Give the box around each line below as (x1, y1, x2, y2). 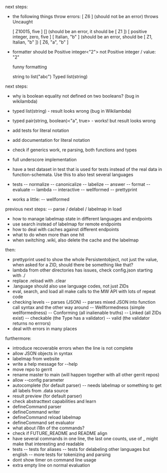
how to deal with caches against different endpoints (12, 226, 119, 232)
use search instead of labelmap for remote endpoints (12, 221, 122, 227)
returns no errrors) (12, 320, 51, 326)
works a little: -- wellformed (12, 196, 70, 202)
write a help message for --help (12, 361, 78, 367)
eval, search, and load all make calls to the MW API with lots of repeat (12, 289, 156, 294)
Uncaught (12, 19, 33, 25)
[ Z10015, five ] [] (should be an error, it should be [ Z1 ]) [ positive (12, 29, 147, 34)
